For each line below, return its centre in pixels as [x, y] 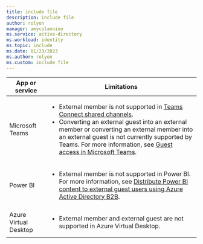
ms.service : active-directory [44, 34]
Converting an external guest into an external [123, 121]
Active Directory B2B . [89, 196]
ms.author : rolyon [29, 57]
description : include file [40, 18]
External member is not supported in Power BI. [125, 174]
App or [26, 83]
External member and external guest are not [121, 218]
